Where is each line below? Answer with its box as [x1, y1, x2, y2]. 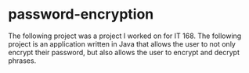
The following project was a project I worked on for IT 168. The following [8, 31, 242, 40]
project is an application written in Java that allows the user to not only [8, 39, 236, 48]
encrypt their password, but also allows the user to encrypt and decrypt [8, 47, 240, 57]
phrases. [8, 56, 37, 65]
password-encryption [8, 5, 154, 23]
